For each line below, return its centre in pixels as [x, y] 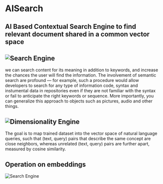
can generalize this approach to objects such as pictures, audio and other [79, 101]
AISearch [24, 9]
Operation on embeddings [45, 164]
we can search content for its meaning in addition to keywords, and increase [81, 70]
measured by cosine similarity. [36, 149]
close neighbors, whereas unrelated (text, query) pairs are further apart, [77, 144]
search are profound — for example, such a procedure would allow [72, 81]
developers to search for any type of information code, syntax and [72, 85]
